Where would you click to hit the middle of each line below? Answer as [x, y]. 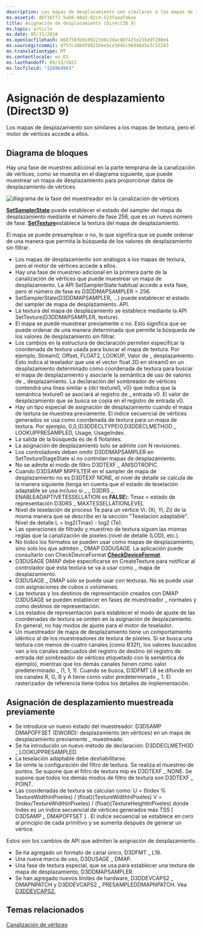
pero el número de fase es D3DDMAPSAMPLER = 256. [83, 291]
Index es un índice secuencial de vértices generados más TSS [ [94, 809]
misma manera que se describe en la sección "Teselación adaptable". [101, 516]
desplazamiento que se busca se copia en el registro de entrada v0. [99, 401]
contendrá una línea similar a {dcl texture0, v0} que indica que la [95, 388]
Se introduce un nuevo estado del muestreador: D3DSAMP [88, 726]
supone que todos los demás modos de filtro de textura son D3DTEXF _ [104, 777]
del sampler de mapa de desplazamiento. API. [72, 304]
